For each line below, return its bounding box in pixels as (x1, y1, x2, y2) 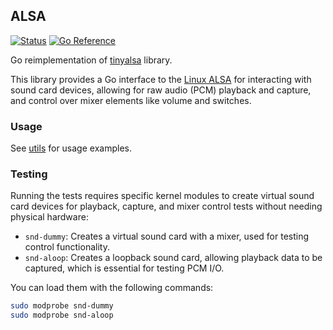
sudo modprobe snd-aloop (10, 310, 114, 321)
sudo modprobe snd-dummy (10, 301, 114, 311)
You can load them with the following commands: (10, 282, 214, 294)
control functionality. (24, 241, 110, 253)
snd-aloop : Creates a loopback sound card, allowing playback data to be (24, 252, 323, 264)
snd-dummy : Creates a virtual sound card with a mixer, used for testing (24, 230, 310, 243)
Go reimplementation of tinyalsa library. (10, 54, 173, 66)
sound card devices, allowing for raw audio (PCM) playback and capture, (10, 84, 312, 96)
